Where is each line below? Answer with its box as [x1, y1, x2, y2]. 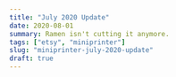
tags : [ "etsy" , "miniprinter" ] [9, 37, 126, 47]
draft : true [9, 54, 54, 63]
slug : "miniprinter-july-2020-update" [9, 46, 154, 55]
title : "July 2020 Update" [9, 12, 110, 22]
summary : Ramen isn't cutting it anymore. [9, 29, 170, 38]
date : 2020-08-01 [9, 21, 74, 30]
